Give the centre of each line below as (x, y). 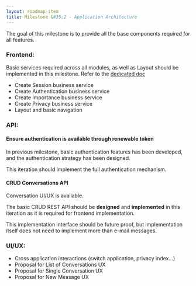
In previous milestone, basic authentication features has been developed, (94, 152)
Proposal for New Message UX (52, 277)
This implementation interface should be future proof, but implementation (94, 225)
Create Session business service (54, 85)
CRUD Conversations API (37, 183)
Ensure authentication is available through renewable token (80, 139)
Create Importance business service (58, 97)
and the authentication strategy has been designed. (68, 158)
